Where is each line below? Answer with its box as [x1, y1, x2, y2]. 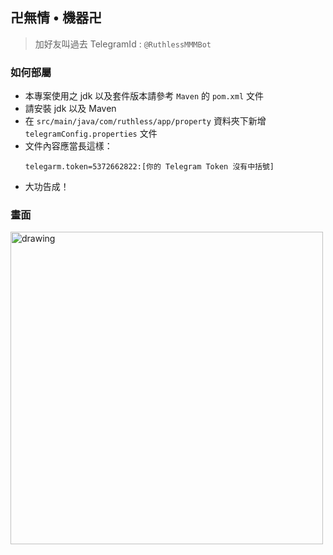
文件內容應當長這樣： [24, 140, 113, 152]
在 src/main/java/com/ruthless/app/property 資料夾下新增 [24, 115, 267, 127]
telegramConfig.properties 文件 [24, 128, 158, 140]
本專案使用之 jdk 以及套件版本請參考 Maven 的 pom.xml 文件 [24, 90, 264, 102]
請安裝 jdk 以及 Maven [24, 103, 117, 115]
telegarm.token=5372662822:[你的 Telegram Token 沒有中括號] [24, 162, 275, 172]
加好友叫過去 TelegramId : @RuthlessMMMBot [34, 38, 212, 50]
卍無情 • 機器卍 [10, 9, 102, 27]
